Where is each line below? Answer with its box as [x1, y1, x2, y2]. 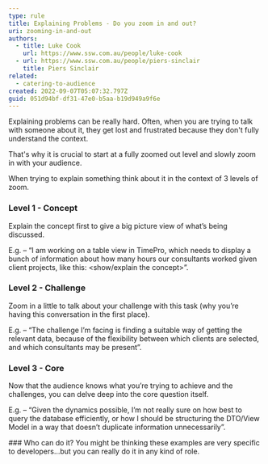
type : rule [8, 11, 45, 20]
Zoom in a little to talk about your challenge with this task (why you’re [8, 301, 240, 310]
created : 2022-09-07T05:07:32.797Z [8, 86, 128, 95]
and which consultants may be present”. [8, 342, 142, 352]
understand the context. [8, 134, 89, 144]
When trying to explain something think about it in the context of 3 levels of [8, 174, 258, 183]
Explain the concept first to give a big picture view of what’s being [8, 221, 228, 230]
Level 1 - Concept [8, 203, 78, 214]
